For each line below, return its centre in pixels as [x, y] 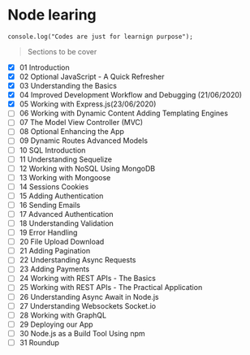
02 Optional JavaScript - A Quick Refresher [92, 76]
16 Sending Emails [50, 205]
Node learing [52, 15]
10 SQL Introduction [52, 150]
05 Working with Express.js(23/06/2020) [88, 104]
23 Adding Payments [54, 269]
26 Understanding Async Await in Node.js [89, 297]
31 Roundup [39, 342]
